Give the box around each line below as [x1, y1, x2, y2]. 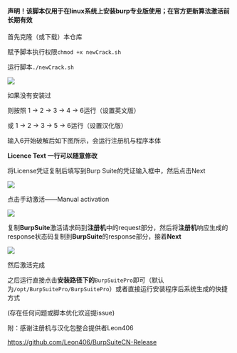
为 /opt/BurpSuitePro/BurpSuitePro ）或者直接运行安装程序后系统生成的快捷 [7, 285, 228, 293]
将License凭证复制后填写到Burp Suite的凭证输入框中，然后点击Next [7, 167, 206, 175]
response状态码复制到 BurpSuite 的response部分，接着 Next [7, 232, 181, 241]
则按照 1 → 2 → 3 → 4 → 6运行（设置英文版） [7, 107, 140, 115]
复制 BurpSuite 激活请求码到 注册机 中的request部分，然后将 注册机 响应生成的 [7, 224, 228, 232]
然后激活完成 [7, 261, 45, 269]
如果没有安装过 [7, 91, 51, 99]
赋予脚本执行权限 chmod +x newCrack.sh [7, 48, 122, 56]
